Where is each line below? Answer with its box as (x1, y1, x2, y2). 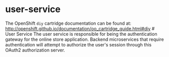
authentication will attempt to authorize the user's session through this (5, 41, 152, 47)
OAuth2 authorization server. (5, 47, 66, 53)
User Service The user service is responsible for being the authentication (5, 31, 157, 37)
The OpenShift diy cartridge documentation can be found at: (5, 20, 132, 26)
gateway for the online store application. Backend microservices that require (5, 36, 164, 42)
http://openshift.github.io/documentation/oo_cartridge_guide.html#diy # (5, 25, 155, 31)
